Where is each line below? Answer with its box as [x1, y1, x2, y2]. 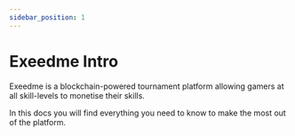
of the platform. [9, 116, 67, 127]
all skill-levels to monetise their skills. [9, 90, 145, 100]
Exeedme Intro [9, 51, 118, 71]
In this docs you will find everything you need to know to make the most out [9, 108, 286, 118]
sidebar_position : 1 [9, 12, 86, 22]
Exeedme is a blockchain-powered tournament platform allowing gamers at [9, 81, 284, 92]
